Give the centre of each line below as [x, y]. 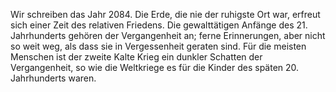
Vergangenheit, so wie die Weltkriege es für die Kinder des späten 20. [155, 67]
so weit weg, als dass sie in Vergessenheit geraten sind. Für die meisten [158, 46]
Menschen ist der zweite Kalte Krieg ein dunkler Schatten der [136, 57]
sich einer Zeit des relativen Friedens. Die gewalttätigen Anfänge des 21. [159, 25]
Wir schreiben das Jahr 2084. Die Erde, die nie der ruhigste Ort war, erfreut [165, 14]
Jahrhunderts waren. [53, 78]
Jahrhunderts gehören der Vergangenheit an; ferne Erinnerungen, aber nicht [168, 35]
